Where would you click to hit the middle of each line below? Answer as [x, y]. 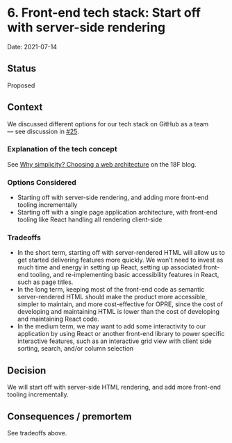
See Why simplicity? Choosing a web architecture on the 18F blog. [102, 164]
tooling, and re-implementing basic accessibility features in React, [125, 275]
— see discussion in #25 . [43, 131]
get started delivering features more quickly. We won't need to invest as [120, 260]
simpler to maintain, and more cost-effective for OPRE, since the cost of [120, 304]
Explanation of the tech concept [62, 149]
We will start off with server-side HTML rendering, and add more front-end [114, 387]
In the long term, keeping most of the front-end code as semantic [111, 290]
